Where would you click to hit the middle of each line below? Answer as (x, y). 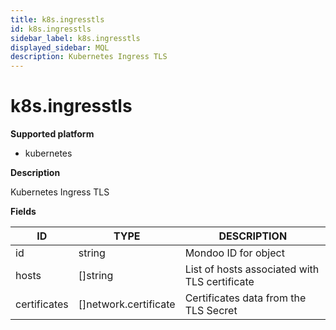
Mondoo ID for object (234, 253)
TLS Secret (211, 311)
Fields (23, 212)
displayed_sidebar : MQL (60, 47)
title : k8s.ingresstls (57, 19)
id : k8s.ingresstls (51, 29)
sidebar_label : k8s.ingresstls (75, 38)
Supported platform (52, 134)
